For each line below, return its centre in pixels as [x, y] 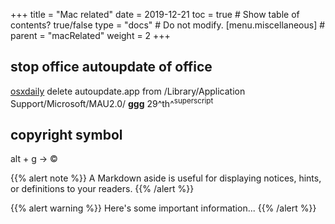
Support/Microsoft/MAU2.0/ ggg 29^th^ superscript [112, 102]
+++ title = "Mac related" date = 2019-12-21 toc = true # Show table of [155, 14]
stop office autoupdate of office [111, 67]
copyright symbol [66, 134]
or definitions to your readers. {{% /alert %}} [102, 189]
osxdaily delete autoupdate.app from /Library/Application [128, 91]
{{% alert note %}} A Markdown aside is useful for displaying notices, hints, [166, 178]
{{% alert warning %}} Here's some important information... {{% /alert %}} [163, 208]
